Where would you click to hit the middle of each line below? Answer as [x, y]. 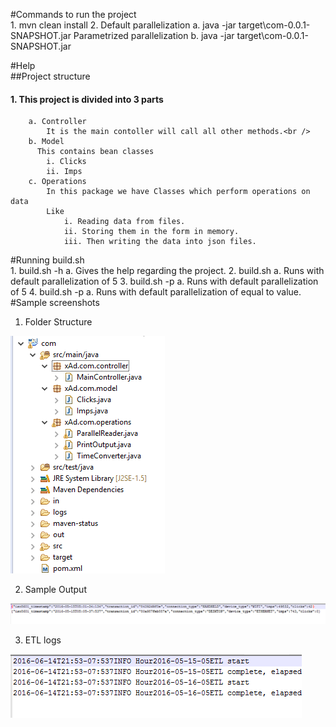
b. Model [46, 142]
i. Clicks [66, 162]
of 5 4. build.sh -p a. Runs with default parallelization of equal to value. [156, 292]
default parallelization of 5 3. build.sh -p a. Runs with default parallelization [164, 281]
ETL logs [43, 640]
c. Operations [57, 182]
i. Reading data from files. [124, 222]
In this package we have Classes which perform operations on [178, 192]
